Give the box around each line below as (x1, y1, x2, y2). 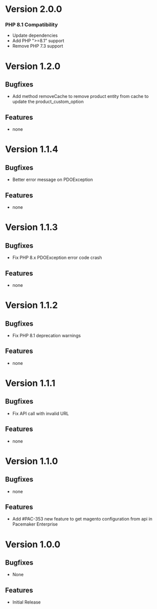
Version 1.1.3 (5, 222, 58, 233)
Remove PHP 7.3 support (12, 43, 63, 49)
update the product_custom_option (12, 98, 84, 105)
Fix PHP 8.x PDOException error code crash (12, 255, 103, 261)
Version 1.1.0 (5, 455, 58, 467)
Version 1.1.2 (5, 300, 58, 311)
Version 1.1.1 (5, 377, 55, 389)
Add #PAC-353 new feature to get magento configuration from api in (12, 516, 153, 522)
